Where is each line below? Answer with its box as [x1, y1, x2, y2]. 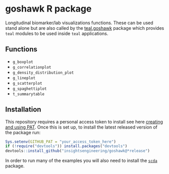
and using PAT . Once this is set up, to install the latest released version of [5, 124, 158, 130]
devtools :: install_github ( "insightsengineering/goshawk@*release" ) [5, 148, 150, 154]
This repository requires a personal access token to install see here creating [5, 119, 163, 125]
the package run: [5, 129, 41, 135]
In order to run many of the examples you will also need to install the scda [5, 157, 157, 164]
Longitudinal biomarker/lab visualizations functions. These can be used [5, 20, 154, 26]
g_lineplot [12, 75, 36, 81]
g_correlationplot [12, 65, 51, 70]
